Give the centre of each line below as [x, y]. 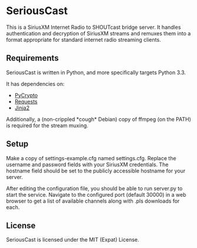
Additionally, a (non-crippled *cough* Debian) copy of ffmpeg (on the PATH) [98, 119]
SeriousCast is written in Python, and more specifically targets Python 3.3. [96, 72]
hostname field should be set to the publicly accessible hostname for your [96, 171]
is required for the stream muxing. [47, 125]
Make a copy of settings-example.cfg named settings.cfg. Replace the [91, 158]
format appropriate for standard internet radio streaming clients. [84, 39]
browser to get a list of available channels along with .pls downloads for [93, 201]
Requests [26, 101]
